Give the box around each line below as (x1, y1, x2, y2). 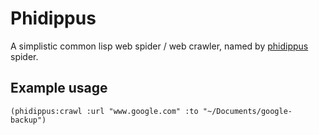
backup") (10, 115, 47, 125)
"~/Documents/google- (202, 106, 293, 116)
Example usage (10, 80, 108, 97)
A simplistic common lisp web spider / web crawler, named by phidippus (10, 40, 309, 52)
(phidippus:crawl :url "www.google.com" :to (10, 106, 199, 116)
